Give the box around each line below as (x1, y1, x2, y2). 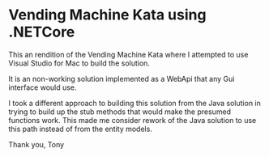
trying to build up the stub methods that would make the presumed (8, 107, 232, 117)
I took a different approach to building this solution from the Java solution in (8, 98, 261, 108)
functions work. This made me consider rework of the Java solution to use (8, 115, 257, 125)
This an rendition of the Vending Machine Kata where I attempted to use (8, 49, 249, 59)
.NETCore (8, 23, 75, 41)
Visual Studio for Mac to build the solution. (8, 58, 150, 68)
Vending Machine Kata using (8, 6, 207, 24)
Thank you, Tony (8, 139, 65, 149)
